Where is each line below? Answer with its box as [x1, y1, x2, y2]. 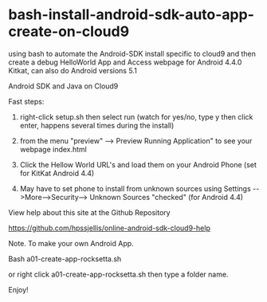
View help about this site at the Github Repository [8, 207, 171, 217]
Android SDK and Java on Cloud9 [8, 81, 119, 91]
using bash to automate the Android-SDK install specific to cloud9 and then [8, 49, 257, 58]
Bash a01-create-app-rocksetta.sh [8, 253, 122, 264]
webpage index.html [19, 144, 88, 154]
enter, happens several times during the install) [19, 120, 175, 130]
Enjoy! [8, 284, 29, 294]
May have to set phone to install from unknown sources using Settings [19, 183, 251, 193]
